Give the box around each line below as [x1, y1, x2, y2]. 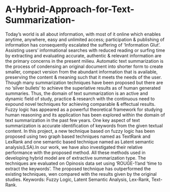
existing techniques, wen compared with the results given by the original [5, 171, 157, 177]
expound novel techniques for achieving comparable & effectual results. [5, 101, 156, 107]
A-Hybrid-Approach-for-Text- [5, 4, 134, 15]
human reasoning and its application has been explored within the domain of [5, 111, 165, 118]
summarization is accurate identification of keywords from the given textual [5, 123, 163, 129]
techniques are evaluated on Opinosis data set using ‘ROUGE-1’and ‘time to [5, 160, 162, 166]
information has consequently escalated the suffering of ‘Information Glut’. [5, 42, 161, 48]
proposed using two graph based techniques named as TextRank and [5, 133, 151, 139]
